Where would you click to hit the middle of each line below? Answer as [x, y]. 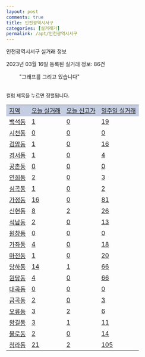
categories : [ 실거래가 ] [33, 28]
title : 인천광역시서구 [30, 23]
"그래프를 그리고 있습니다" [50, 77]
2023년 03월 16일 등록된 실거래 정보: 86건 [56, 64]
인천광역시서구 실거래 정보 [37, 52]
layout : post [22, 12]
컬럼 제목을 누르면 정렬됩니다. [38, 95]
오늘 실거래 [46, 111]
